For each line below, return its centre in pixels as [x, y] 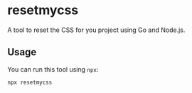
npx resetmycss [30, 82]
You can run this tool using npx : [53, 69]
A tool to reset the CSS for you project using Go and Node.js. [96, 30]
